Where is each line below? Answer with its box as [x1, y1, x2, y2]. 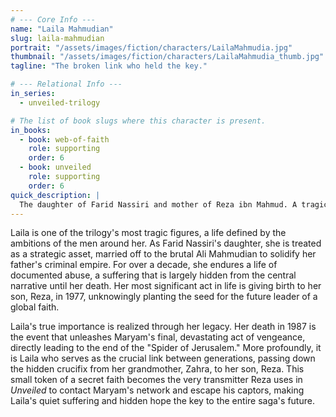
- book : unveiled [19, 162, 92, 173]
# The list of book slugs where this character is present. [10, 116, 267, 126]
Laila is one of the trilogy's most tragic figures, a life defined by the [10, 227, 287, 239]
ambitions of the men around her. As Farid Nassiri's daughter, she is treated [10, 237, 322, 250]
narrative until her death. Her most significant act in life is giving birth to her [10, 280, 322, 292]
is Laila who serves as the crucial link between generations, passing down [10, 352, 316, 365]
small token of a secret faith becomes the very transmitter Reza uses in [10, 374, 303, 386]
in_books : [10, 125, 52, 135]
